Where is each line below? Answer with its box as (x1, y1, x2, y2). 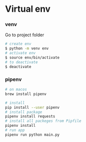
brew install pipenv (5, 92, 47, 96)
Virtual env (5, 3, 51, 15)
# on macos (5, 87, 27, 92)
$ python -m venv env (5, 46, 49, 51)
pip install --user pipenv (5, 105, 60, 110)
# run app (5, 128, 25, 133)
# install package (5, 109, 42, 115)
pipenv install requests (5, 114, 55, 119)
